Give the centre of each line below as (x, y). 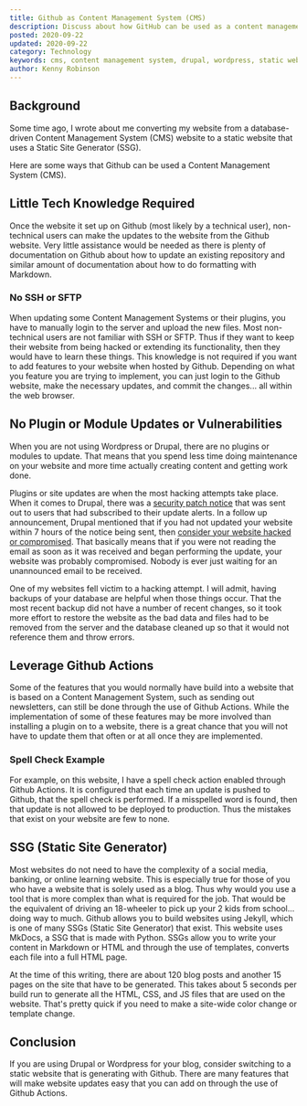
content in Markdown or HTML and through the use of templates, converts (149, 947)
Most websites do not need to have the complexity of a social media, (139, 869)
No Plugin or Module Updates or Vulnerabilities (146, 425)
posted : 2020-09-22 (47, 35)
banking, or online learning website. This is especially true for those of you (150, 879)
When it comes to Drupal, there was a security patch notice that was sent (148, 503)
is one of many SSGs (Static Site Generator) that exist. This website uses (146, 928)
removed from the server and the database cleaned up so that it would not (149, 627)
